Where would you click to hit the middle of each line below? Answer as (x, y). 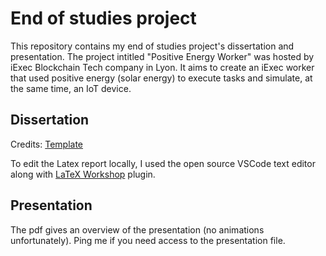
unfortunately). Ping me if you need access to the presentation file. (148, 240)
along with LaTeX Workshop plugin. (83, 174)
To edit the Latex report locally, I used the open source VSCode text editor (163, 163)
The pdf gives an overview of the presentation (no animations (137, 229)
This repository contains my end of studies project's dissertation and (152, 46)
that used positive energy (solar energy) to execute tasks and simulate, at (161, 78)
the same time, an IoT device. (71, 88)
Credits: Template (47, 144)
